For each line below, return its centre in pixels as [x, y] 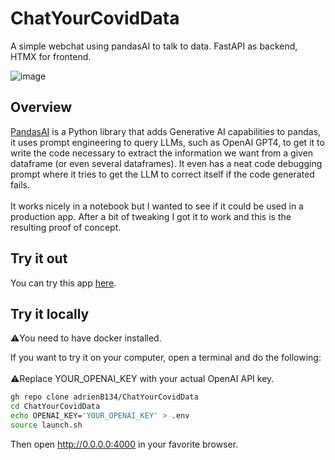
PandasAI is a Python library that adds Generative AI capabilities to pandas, [166, 131]
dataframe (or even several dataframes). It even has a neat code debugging [166, 163]
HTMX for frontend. [51, 56]
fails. [20, 184]
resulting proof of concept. [66, 227]
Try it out [39, 258]
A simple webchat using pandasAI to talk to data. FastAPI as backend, [154, 46]
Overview [41, 107]
